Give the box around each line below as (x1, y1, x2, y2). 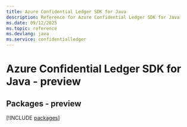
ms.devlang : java (6, 31, 49, 37)
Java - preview (6, 75, 82, 88)
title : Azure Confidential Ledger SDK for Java (6, 8, 127, 15)
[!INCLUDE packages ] (6, 114, 60, 121)
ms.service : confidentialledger (6, 36, 86, 42)
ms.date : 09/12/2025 (6, 20, 58, 26)
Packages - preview (6, 98, 82, 109)
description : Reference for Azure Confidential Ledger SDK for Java (6, 14, 180, 20)
